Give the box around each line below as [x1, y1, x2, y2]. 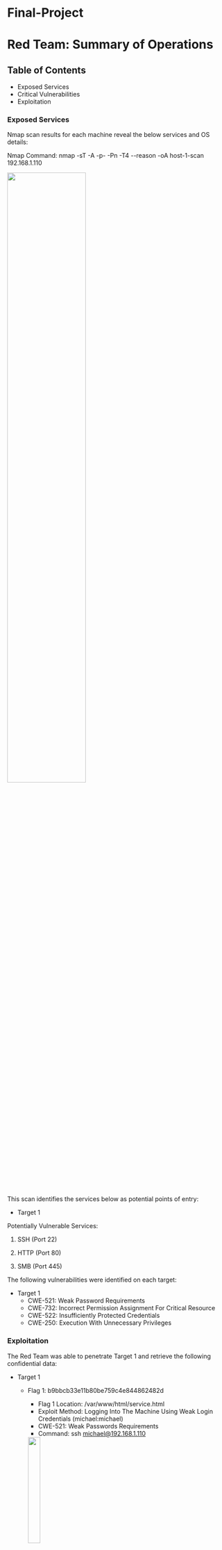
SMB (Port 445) [17, 1262, 62, 1271]
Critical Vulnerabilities [17, 90, 80, 99]
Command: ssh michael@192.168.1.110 [37, 1429, 146, 1437]
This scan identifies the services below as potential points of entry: [7, 1195, 199, 1203]
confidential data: [7, 1359, 58, 1367]
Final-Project [7, 5, 84, 21]
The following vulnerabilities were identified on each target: [7, 1275, 177, 1284]
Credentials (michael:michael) [37, 1414, 123, 1423]
